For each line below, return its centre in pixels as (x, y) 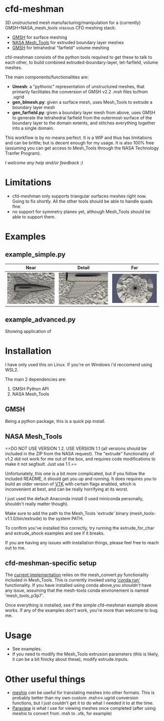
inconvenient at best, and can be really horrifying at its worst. (67, 489)
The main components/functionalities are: (47, 77)
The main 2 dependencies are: (36, 379)
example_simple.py (35, 255)
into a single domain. (33, 128)
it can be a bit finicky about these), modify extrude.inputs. (70, 659)
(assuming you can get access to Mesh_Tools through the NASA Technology (82, 148)
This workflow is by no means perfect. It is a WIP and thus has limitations (79, 138)
